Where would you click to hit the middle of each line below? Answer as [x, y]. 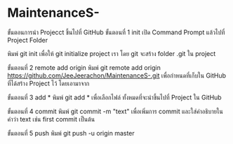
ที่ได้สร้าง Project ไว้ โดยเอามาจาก [48, 83]
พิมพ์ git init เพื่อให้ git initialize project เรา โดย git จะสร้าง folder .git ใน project [112, 53]
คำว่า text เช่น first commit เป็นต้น [51, 119]
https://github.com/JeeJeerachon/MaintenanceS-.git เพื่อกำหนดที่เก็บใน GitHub [117, 75]
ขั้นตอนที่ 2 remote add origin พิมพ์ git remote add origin [84, 67]
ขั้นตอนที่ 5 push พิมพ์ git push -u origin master [71, 133]
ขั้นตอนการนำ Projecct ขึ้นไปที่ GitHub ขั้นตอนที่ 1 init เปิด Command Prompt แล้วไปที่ [116, 32]
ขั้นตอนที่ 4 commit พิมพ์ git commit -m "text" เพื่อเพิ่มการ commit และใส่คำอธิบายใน [115, 111]
